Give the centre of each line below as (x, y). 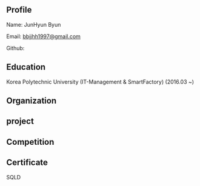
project (20, 121)
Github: (15, 48)
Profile (19, 10)
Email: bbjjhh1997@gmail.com (43, 36)
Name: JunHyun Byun (34, 24)
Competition (30, 142)
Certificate (27, 163)
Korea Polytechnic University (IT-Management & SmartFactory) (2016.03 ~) (100, 82)
